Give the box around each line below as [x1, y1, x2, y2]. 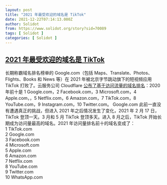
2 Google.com [5, 131, 35, 137]
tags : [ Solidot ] [5, 31, 44, 36]
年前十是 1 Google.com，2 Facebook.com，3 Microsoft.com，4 [5, 89, 137, 95]
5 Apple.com [5, 147, 32, 153]
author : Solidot [5, 21, 39, 27]
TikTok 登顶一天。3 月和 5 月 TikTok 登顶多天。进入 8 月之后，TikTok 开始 [5, 114, 158, 120]
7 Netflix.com [5, 158, 33, 164]
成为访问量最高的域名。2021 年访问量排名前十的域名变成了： [9, 120, 135, 126]
